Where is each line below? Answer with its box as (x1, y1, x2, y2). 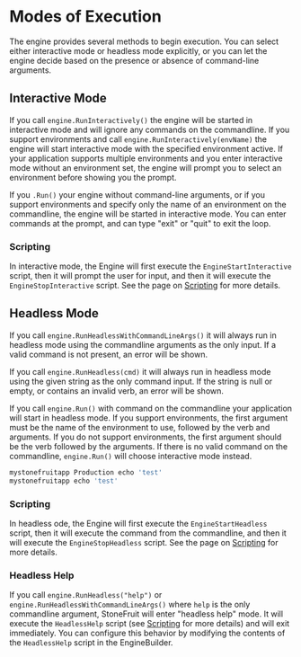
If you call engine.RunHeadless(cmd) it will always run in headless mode (9, 366, 271, 377)
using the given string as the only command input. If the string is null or (9, 376, 273, 386)
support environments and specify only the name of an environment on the (9, 199, 288, 209)
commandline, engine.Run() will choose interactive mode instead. (9, 450, 252, 461)
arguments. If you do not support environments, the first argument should (9, 431, 282, 442)
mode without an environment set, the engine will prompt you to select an (9, 162, 282, 173)
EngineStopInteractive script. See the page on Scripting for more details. (9, 280, 281, 291)
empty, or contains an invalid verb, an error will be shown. (9, 385, 225, 396)
